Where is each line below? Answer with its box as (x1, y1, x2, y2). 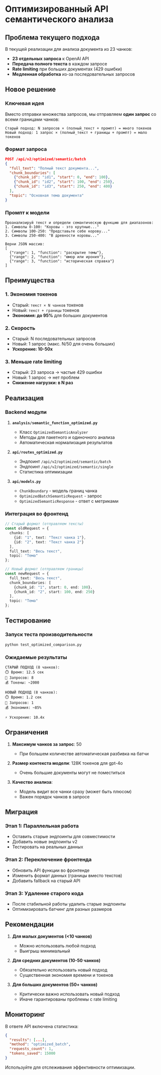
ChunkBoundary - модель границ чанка (19, 488, 98, 494)
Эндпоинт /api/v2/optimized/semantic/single (19, 464, 114, 470)
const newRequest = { (5, 571, 49, 576)
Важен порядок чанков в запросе (19, 794, 90, 799)
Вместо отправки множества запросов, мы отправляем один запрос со (5, 111, 157, 117)
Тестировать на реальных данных (12, 844, 83, 850)
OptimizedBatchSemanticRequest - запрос (19, 493, 102, 499)
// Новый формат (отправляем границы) (5, 567, 84, 572)
